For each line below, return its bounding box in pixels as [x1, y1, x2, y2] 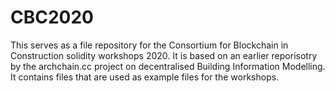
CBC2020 [10, 6, 94, 29]
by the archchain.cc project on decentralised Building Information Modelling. [10, 60, 326, 72]
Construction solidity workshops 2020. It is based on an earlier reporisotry [10, 49, 318, 61]
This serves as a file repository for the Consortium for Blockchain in [10, 39, 289, 51]
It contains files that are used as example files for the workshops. [10, 71, 280, 83]
